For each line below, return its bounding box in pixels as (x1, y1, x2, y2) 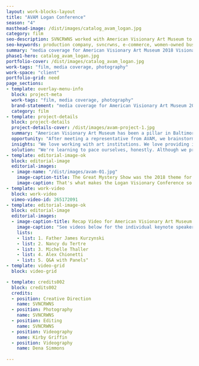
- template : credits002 (6, 279, 65, 285)
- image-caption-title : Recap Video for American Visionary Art (11, 219, 174, 225)
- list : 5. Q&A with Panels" (17, 257, 89, 263)
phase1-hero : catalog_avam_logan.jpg (6, 53, 99, 59)
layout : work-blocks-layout (6, 8, 76, 15)
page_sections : (6, 81, 44, 87)
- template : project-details (6, 113, 78, 119)
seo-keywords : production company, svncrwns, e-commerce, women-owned (6, 42, 184, 48)
